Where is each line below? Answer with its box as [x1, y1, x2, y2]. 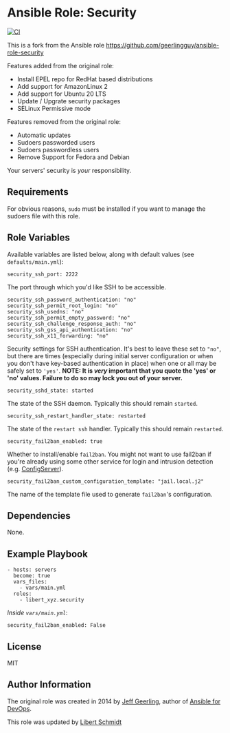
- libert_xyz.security [19, 597, 84, 603]
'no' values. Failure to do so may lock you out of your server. [7, 373, 183, 382]
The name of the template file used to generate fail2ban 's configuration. [7, 490, 213, 498]
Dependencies [7, 510, 71, 522]
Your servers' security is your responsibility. [7, 166, 132, 174]
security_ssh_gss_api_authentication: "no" [7, 326, 134, 333]
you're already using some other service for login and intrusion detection [7, 457, 214, 466]
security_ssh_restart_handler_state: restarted [7, 412, 146, 420]
